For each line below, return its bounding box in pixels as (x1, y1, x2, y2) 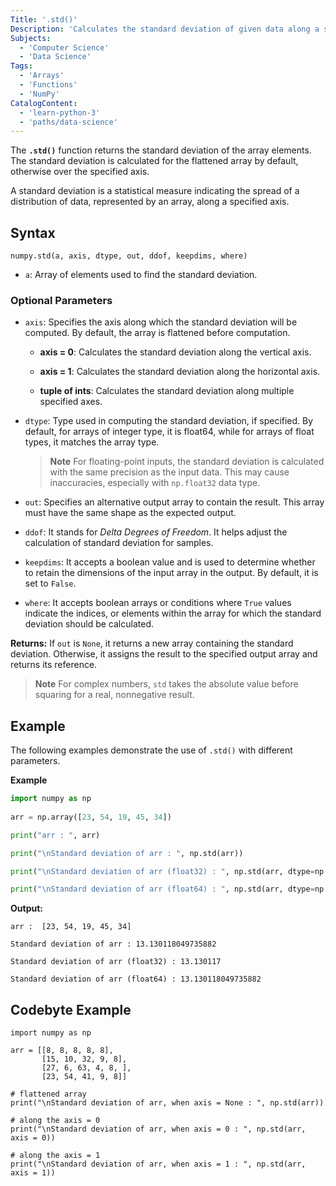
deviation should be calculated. (24, 618, 154, 630)
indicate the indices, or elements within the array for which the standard (24, 607, 322, 620)
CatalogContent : (10, 98, 78, 108)
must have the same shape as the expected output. (24, 507, 237, 519)
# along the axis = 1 (10, 1151, 101, 1161)
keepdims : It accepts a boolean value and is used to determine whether (24, 556, 316, 568)
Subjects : (10, 33, 52, 43)
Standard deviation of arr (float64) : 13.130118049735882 (10, 974, 262, 985)
